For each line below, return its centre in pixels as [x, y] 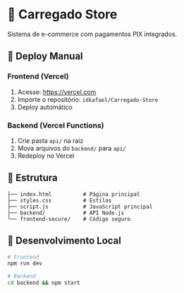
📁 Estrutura [32, 178]
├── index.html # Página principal [74, 194]
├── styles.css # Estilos [60, 200]
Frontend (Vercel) [38, 76]
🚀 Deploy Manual [45, 56]
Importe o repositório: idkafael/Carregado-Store [88, 99]
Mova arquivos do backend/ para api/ [72, 148]
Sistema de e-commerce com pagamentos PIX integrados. [92, 34]
